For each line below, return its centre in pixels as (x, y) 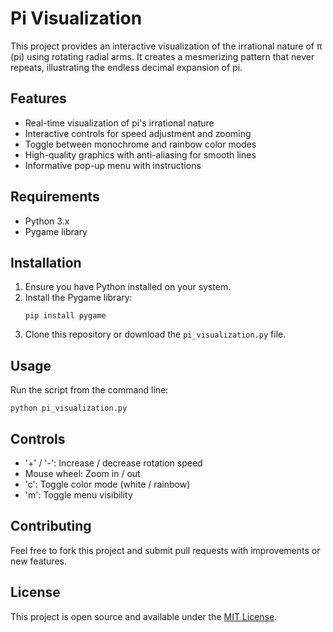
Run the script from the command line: (89, 390)
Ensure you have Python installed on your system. (128, 287)
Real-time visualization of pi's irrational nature (119, 123)
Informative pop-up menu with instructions (113, 165)
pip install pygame (65, 316)
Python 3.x (47, 221)
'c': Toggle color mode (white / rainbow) (107, 484)
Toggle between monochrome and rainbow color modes (140, 144)
